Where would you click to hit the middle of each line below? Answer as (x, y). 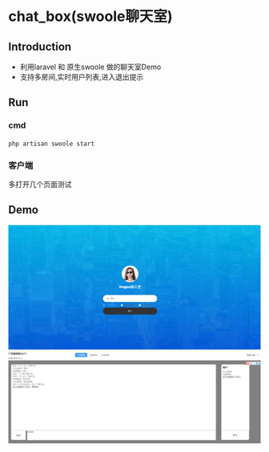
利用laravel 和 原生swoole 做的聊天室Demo (90, 67)
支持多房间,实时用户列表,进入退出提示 (82, 77)
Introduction (40, 46)
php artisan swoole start (51, 144)
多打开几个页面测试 (40, 184)
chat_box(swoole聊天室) (91, 16)
